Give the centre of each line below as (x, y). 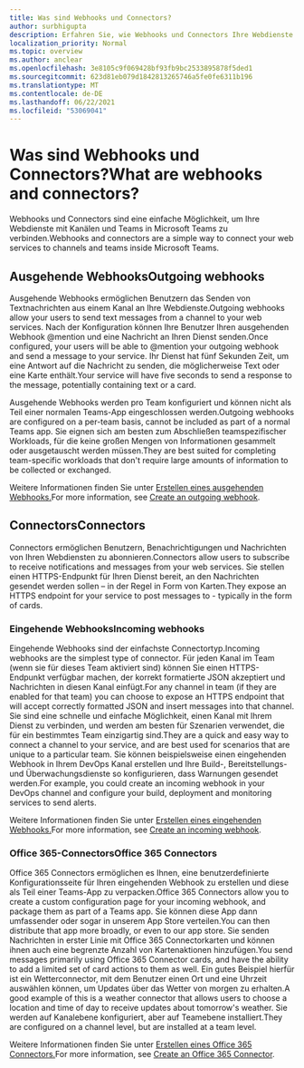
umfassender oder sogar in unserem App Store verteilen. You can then (140, 921)
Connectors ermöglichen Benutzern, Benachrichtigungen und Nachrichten (148, 547)
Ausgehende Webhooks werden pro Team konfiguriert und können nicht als (151, 403)
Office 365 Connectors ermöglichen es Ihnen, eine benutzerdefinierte (139, 873)
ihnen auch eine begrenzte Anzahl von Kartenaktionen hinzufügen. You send (151, 950)
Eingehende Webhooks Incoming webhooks (107, 628)
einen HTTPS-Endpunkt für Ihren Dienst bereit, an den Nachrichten (134, 576)
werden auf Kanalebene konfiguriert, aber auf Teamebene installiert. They (146, 1017)
